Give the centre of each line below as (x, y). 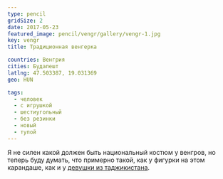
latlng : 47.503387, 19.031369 (52, 73)
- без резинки (35, 119)
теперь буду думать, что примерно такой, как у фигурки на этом (106, 160)
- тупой (25, 132)
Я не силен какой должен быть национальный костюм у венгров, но (111, 152)
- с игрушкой (33, 106)
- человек (28, 99)
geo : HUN (20, 80)
